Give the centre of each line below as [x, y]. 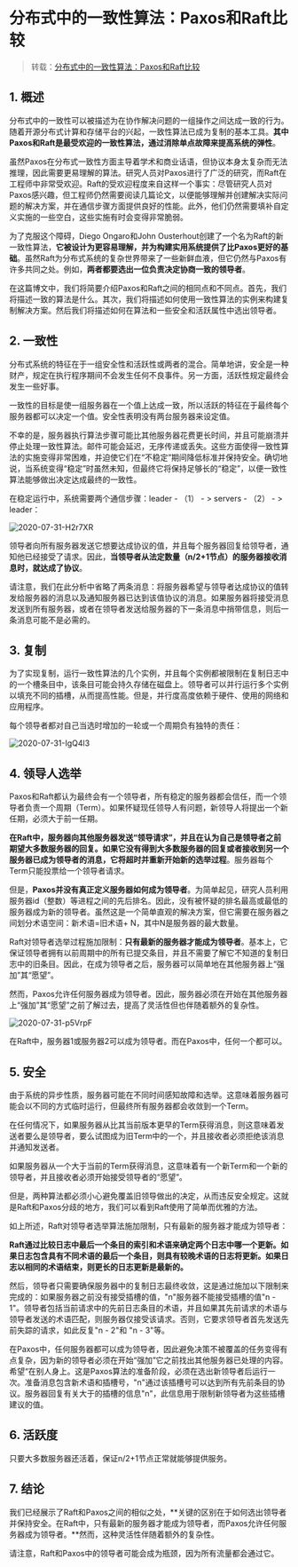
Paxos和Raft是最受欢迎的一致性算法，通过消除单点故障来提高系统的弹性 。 [145, 142]
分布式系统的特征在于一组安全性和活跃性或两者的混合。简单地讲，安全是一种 [149, 364]
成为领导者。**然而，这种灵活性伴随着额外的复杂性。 [122, 1534]
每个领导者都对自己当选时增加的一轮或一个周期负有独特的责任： [125, 725]
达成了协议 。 [63, 567]
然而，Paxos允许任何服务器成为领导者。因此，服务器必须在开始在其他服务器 [149, 994]
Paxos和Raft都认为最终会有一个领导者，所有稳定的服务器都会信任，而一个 [144, 796]
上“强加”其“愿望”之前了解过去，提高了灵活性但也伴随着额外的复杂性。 [137, 1005]
